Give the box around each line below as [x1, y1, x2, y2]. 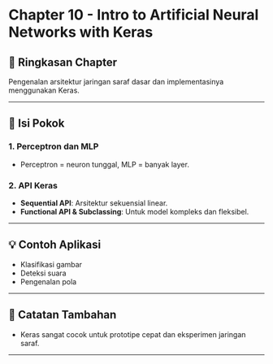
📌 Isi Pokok [8, 116, 65, 131]
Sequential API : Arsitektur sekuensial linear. [19, 197, 168, 208]
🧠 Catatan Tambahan [8, 308, 117, 322]
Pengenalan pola [19, 276, 77, 286]
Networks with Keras [8, 23, 154, 41]
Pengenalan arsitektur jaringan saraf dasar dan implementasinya [8, 77, 224, 86]
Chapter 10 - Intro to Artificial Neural [8, 6, 259, 24]
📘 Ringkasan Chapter [8, 55, 118, 69]
